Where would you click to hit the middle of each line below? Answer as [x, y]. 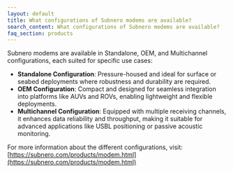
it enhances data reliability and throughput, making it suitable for [110, 119]
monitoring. [34, 134]
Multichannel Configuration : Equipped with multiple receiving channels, [122, 111]
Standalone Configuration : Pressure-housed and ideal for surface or [117, 74]
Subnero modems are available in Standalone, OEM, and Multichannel [107, 53]
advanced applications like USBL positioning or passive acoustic [110, 126]
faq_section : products [40, 33]
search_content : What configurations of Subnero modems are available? [113, 27]
